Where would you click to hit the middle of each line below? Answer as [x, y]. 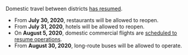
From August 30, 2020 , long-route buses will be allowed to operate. [98, 45]
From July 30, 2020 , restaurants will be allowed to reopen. [86, 20]
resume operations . [38, 39]
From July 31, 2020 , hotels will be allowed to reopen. [79, 27]
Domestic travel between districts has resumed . [64, 9]
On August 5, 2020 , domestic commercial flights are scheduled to [95, 33]
